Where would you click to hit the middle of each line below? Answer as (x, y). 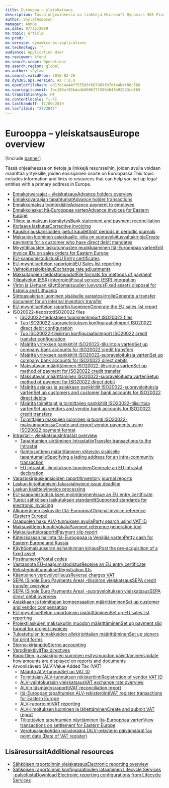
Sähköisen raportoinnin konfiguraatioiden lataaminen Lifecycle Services (87, 769)
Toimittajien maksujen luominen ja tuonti (62, 419)
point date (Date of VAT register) (54, 736)
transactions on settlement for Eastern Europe (68, 725)
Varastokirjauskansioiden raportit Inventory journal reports (72, 478)
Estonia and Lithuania (35, 290)
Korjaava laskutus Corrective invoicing (52, 226)
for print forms (27, 639)
